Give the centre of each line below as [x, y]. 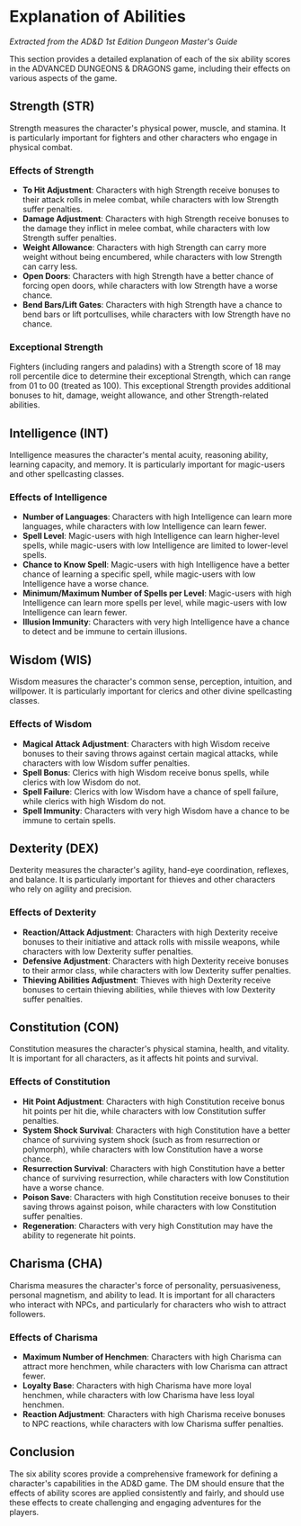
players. [24, 1512]
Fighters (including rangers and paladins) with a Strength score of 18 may [145, 367]
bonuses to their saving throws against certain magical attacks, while [150, 753]
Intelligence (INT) [59, 433]
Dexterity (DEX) [54, 848]
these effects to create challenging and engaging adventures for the [136, 1502]
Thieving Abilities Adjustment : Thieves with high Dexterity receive [146, 980]
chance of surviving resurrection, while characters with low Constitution [155, 1178]
